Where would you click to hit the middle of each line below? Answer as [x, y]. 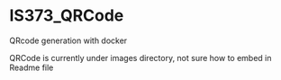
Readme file [32, 67]
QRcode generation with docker [68, 40]
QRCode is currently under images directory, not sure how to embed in [140, 58]
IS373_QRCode [67, 16]
